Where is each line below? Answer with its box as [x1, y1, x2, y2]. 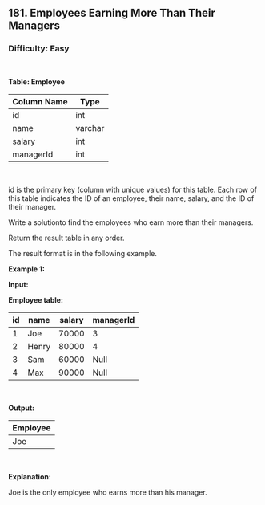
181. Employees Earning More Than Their [8, 6, 216, 20]
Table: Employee [8, 76, 66, 87]
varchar [75, 122, 105, 133]
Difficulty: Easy [8, 43, 70, 55]
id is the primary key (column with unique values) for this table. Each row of [8, 185, 258, 194]
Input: [8, 279, 29, 289]
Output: [8, 403, 34, 413]
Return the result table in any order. [8, 233, 125, 242]
